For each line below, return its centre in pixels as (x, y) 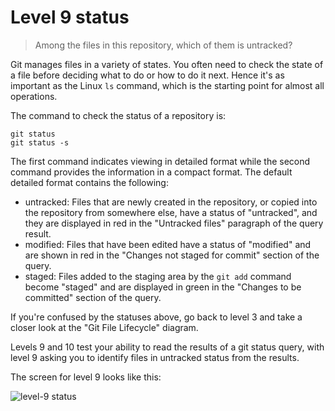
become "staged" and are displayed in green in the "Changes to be (163, 287)
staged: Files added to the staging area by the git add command (158, 276)
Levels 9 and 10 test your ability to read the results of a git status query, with (167, 347)
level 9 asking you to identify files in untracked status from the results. (155, 357)
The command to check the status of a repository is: (118, 115)
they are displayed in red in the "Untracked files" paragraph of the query (174, 223)
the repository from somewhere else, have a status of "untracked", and (171, 212)
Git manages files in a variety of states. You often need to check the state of (167, 64)
